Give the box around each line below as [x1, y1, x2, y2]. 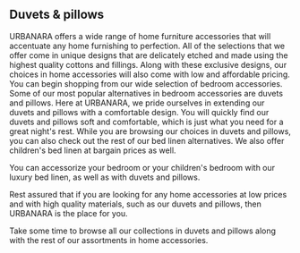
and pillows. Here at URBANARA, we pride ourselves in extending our [9, 97, 265, 108]
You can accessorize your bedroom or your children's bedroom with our [9, 162, 276, 173]
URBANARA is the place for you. [9, 207, 128, 218]
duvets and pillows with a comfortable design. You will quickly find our [9, 106, 270, 117]
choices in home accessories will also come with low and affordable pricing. [9, 69, 291, 80]
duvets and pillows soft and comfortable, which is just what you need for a [9, 116, 284, 127]
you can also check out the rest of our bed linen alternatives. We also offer [9, 135, 285, 146]
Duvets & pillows [9, 7, 105, 22]
